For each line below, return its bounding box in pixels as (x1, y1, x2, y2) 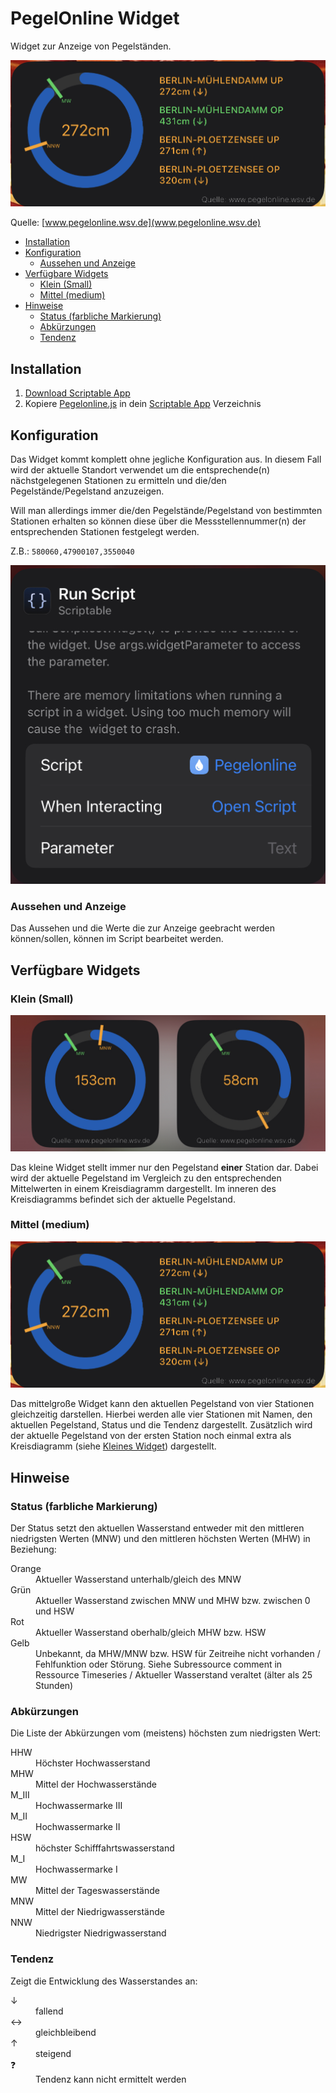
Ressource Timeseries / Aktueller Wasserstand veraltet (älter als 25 (35, 1668, 313, 1681)
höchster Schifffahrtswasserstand (35, 1842, 175, 1854)
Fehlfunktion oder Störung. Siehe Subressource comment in (35, 1658, 283, 1670)
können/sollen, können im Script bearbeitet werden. (10, 933, 224, 945)
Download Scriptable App (24, 387, 131, 399)
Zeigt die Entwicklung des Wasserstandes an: (10, 1975, 198, 1987)
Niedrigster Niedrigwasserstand (35, 1927, 167, 1939)
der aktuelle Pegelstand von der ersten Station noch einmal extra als (10, 1430, 292, 1442)
